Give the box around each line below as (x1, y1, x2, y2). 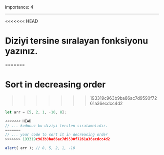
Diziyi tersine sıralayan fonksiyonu (5, 35, 148, 46)
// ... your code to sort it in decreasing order (5, 132, 108, 137)
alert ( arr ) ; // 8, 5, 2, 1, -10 (5, 146, 76, 151)
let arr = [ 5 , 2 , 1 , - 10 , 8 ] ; (5, 110, 67, 114)
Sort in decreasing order (5, 79, 106, 90)
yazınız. (5, 46, 38, 57)
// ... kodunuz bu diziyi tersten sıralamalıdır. (5, 123, 108, 128)
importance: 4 (5, 4, 34, 10)
